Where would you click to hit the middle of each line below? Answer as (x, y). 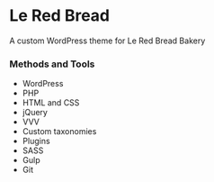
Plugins (36, 141)
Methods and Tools (52, 64)
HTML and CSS (51, 103)
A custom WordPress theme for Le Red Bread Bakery (107, 41)
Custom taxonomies (59, 132)
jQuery (35, 113)
